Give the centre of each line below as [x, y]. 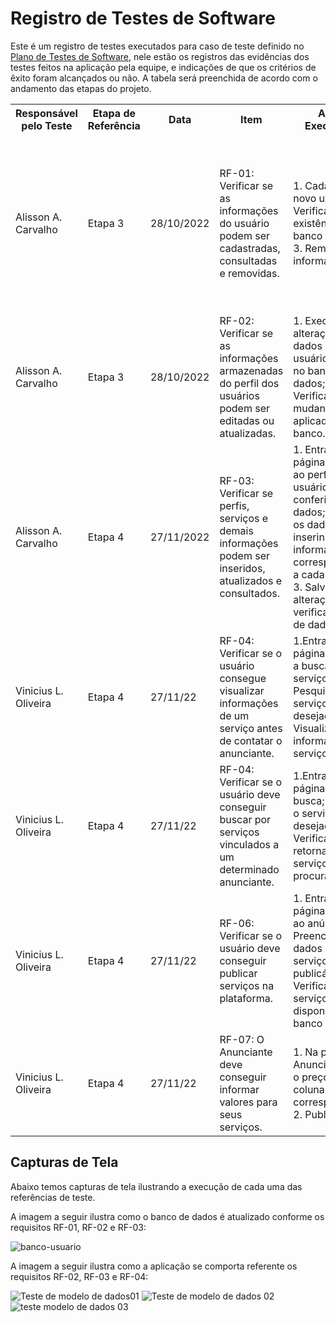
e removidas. [249, 273]
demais [236, 530]
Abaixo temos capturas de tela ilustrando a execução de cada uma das [156, 1186]
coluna [309, 1089]
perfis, [234, 505]
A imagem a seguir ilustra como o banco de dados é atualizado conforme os [167, 1216]
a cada [309, 574]
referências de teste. [53, 1197]
